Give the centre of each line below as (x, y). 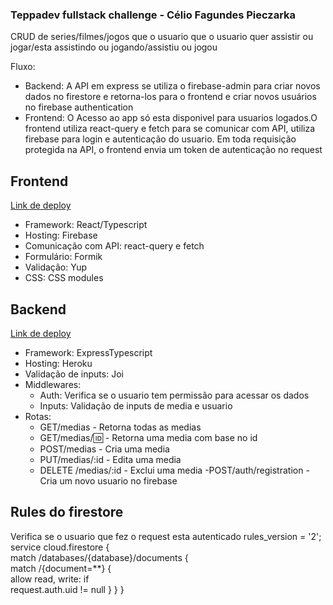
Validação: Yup (55, 267)
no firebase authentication (79, 107)
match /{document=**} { (61, 568)
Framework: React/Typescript (86, 225)
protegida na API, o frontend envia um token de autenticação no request (173, 150)
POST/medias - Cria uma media (104, 449)
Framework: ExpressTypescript (88, 352)
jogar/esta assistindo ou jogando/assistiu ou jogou (114, 47)
